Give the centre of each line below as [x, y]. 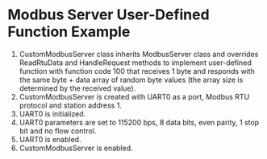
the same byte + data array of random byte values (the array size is [131, 79]
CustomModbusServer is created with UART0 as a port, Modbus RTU [134, 96]
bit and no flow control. [58, 131]
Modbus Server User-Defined [109, 15]
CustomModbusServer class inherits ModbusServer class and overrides [139, 54]
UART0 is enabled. [50, 139]
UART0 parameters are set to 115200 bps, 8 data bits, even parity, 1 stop [139, 122]
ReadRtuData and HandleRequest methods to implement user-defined [135, 63]
